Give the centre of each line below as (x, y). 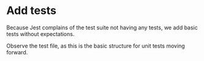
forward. (17, 52)
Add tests (32, 11)
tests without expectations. (40, 34)
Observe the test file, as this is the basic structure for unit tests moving (96, 46)
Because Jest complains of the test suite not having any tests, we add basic (102, 27)
